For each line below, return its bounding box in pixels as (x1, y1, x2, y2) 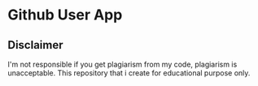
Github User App (7, 6, 123, 24)
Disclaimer (7, 38, 63, 52)
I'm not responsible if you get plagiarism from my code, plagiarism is (7, 59, 238, 69)
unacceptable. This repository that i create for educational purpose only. (7, 68, 251, 78)
